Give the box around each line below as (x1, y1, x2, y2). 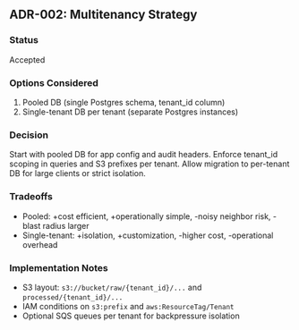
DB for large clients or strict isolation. (9, 168, 146, 179)
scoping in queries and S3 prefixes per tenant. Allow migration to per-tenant (9, 158, 290, 169)
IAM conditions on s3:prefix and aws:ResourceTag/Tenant (21, 300, 235, 311)
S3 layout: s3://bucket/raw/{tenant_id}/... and (21, 282, 202, 292)
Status (9, 34, 38, 47)
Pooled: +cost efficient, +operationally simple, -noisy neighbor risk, (21, 210, 271, 222)
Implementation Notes (9, 261, 109, 274)
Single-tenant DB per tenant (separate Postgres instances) (21, 106, 239, 117)
